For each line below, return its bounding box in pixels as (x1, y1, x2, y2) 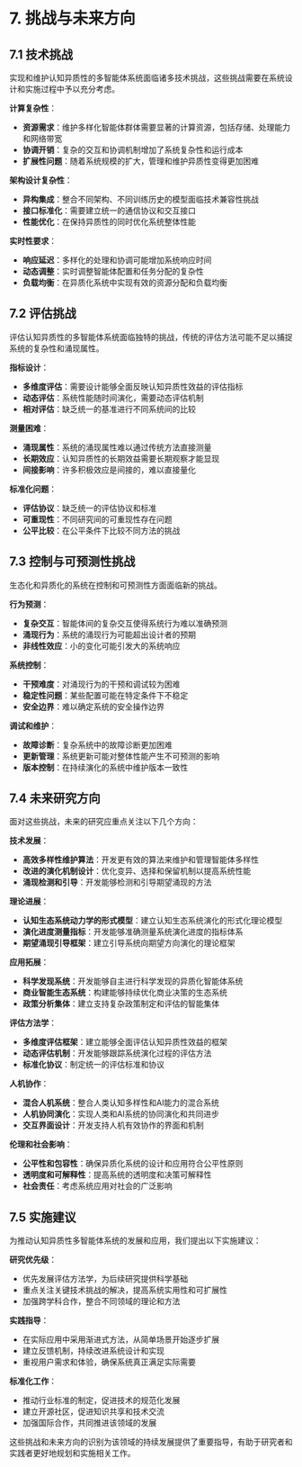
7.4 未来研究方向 (9, 791, 101, 806)
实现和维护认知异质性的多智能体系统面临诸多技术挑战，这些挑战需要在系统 (9, 73, 285, 83)
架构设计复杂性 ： (9, 175, 73, 185)
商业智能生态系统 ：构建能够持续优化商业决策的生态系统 (22, 987, 227, 998)
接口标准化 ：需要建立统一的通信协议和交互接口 (22, 205, 196, 216)
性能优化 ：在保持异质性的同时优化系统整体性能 (22, 217, 196, 227)
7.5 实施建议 (9, 1210, 76, 1225)
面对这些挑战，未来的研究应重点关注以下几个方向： (9, 816, 199, 827)
